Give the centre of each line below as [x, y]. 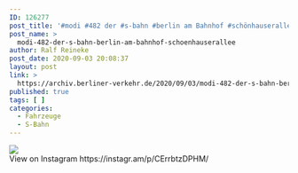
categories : [31, 108]
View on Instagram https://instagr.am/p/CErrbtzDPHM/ [109, 159]
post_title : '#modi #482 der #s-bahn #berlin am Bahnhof [117, 26]
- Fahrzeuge [39, 116]
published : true [39, 91]
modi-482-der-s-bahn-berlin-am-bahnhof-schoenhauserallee [127, 42]
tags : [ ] [27, 100]
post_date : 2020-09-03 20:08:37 [69, 59]
